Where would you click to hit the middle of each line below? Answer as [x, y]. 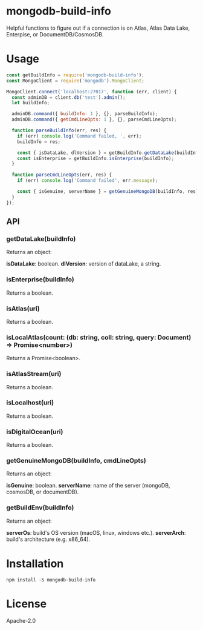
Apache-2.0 [21, 620]
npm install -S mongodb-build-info [51, 580]
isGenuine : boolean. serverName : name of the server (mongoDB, [88, 486]
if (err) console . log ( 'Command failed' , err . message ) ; [88, 181]
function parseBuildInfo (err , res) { [59, 130]
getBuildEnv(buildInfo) [40, 508]
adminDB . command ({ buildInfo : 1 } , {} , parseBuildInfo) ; [85, 114]
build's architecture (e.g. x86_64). [48, 539]
